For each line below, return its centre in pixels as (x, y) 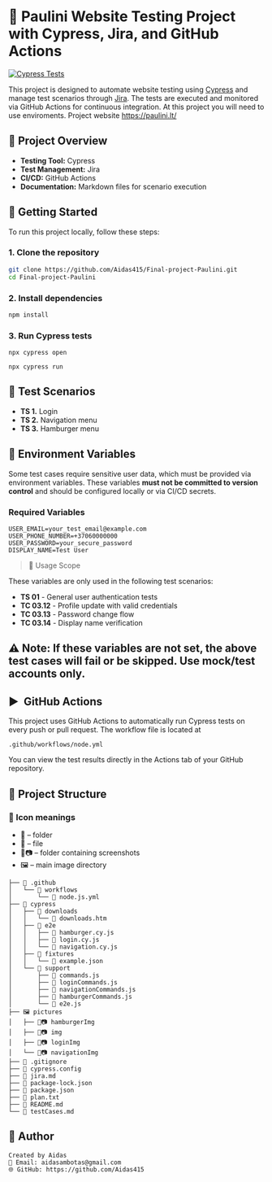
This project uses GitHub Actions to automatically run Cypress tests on (127, 721)
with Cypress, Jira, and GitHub (114, 34)
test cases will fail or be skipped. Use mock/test (132, 661)
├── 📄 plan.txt (34, 1097)
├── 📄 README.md (36, 1104)
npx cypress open (38, 353)
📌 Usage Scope (54, 565)
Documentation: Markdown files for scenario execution (113, 186)
